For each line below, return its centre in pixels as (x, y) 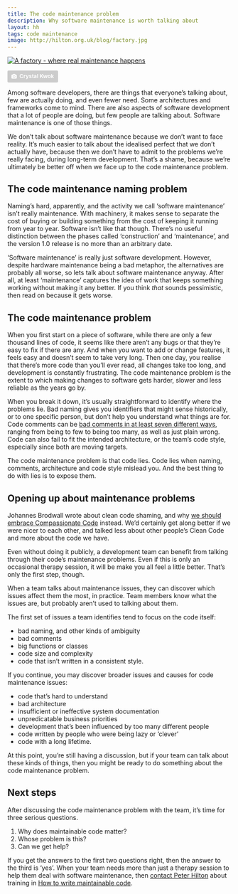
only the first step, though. (46, 574)
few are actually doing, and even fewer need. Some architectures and (109, 100)
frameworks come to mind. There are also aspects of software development (119, 107)
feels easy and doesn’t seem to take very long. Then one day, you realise (114, 358)
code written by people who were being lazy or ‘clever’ (98, 734)
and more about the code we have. (59, 538)
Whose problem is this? (52, 839)
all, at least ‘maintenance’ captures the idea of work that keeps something (115, 280)
